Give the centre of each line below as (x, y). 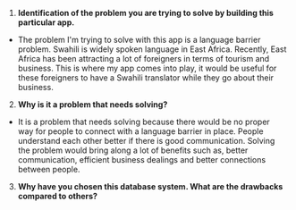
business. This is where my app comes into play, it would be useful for (147, 68)
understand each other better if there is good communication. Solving (146, 141)
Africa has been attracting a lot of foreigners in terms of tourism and (144, 59)
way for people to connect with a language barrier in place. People (140, 131)
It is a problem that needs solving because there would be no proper (144, 122)
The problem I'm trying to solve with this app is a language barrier (139, 40)
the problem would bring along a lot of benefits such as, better (133, 150)
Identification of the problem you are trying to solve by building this (146, 13)
